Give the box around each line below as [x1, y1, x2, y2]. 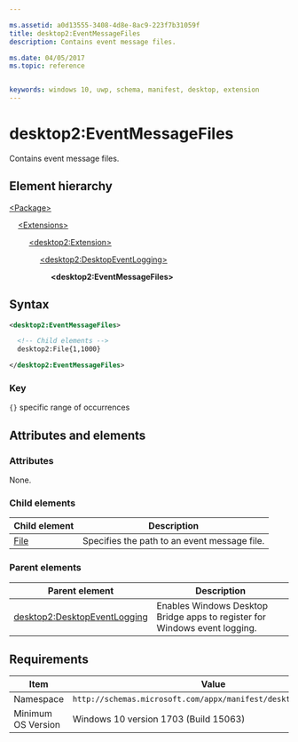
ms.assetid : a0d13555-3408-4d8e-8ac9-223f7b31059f [9, 20, 200, 29]
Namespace [13, 693, 65, 706]
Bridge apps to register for [156, 610, 266, 623]
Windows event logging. [156, 621, 257, 634]
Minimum [13, 707, 53, 720]
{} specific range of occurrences [9, 402, 130, 413]
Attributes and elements [9, 427, 146, 443]
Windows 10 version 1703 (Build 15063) [72, 713, 246, 725]
